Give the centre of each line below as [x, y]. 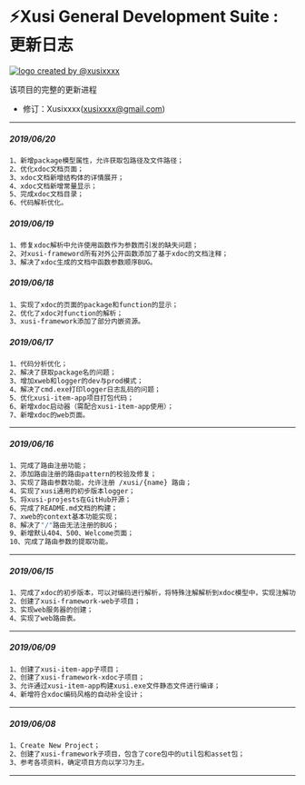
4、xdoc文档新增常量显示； [54, 186]
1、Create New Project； [55, 746]
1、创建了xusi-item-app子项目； [65, 669]
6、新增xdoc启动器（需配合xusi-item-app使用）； [92, 406]
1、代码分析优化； [39, 364]
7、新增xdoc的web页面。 [49, 415]
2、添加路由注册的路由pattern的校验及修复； [83, 474]
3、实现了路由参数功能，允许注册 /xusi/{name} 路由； [101, 483]
